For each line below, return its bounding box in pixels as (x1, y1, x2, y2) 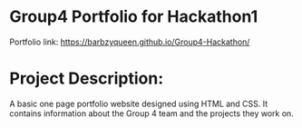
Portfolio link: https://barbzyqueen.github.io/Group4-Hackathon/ (9, 36, 250, 47)
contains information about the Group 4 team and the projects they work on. (9, 107, 295, 119)
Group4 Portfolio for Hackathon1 (9, 6, 258, 27)
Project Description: (9, 68, 164, 89)
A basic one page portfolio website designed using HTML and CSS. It (9, 98, 268, 109)
